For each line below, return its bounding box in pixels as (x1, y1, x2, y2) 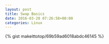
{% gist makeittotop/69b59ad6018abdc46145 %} (5, 33, 104, 39)
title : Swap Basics (5, 11, 45, 16)
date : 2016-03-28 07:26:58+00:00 (5, 16, 73, 21)
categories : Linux (5, 20, 43, 25)
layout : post (5, 7, 32, 12)
